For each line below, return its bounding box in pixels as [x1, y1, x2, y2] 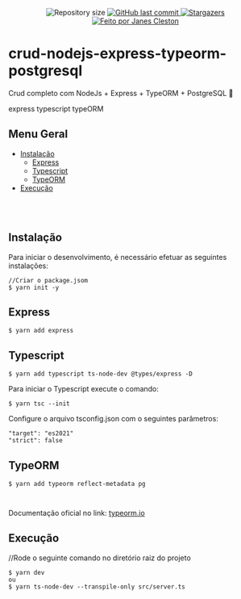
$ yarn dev [8, 568, 45, 576]
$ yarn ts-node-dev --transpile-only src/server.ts [8, 582, 185, 591]
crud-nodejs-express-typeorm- [8, 44, 227, 63]
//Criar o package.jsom [8, 276, 89, 284]
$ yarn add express [8, 327, 74, 335]
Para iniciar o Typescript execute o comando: [8, 384, 160, 394]
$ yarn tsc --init [8, 400, 70, 408]
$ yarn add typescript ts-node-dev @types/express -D [8, 370, 193, 379]
